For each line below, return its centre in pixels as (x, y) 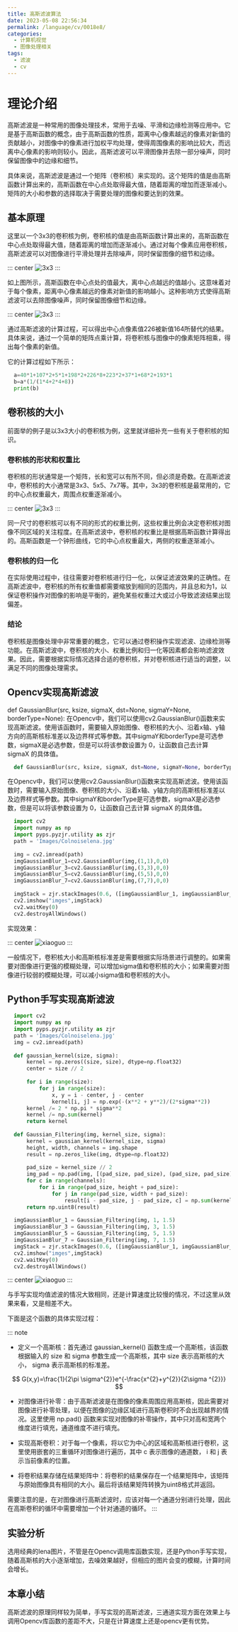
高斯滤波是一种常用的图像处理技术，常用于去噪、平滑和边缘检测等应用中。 (116, 125)
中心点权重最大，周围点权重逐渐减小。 (69, 494)
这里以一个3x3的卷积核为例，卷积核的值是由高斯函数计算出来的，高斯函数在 (118, 236)
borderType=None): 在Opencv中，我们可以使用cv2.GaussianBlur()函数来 (113, 718)
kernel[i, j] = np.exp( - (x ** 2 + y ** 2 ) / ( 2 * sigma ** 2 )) (131, 1102)
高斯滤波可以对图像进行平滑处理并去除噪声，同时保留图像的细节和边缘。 (113, 254)
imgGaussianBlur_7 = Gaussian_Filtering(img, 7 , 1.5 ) (95, 1240)
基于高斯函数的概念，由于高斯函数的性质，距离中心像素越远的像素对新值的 (122, 134)
